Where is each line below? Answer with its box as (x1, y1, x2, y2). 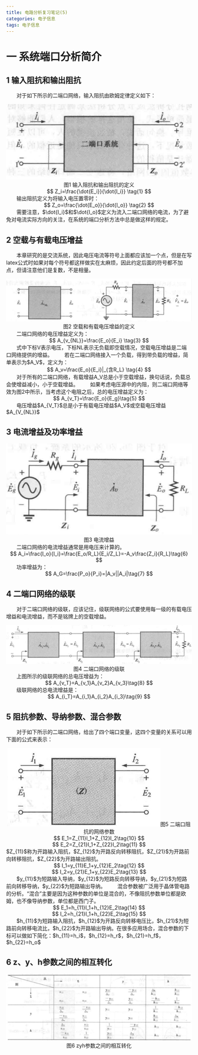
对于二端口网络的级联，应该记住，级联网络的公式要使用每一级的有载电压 (16, 606, 192, 613)
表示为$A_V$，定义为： (11, 359, 69, 366)
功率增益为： (16, 564, 48, 571)
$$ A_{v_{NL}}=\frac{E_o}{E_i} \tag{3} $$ (49, 337, 149, 344)
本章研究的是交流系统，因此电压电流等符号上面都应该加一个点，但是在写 (16, 251, 192, 259)
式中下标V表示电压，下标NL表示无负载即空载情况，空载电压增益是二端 (16, 344, 187, 351)
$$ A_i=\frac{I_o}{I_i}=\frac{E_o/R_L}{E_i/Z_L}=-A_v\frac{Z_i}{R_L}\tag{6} (9, 550, 189, 557)
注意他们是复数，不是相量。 (26, 266, 94, 273)
